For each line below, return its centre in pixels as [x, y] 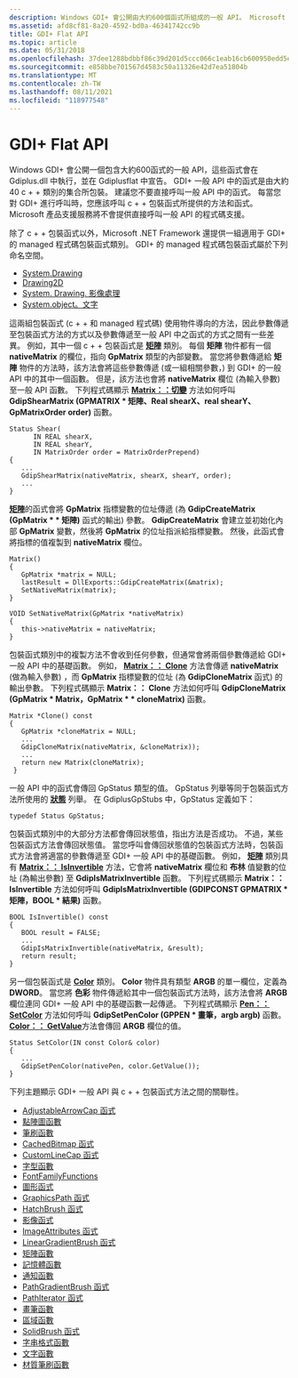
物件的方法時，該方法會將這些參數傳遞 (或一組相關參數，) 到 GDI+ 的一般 [150, 368]
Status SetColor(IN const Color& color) [85, 1043]
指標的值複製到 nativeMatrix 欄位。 [82, 543]
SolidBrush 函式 [51, 1332]
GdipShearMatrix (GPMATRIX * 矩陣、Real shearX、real [114, 401]
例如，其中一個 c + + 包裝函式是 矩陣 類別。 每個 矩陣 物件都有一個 [149, 346]
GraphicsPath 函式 [56, 1198]
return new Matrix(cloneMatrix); [82, 763]
